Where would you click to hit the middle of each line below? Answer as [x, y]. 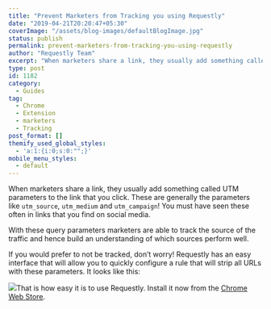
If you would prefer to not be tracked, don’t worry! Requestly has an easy [130, 254]
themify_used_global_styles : [57, 143]
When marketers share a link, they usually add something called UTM [124, 189]
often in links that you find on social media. [79, 215]
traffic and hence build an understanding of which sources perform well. [129, 239]
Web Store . [27, 297]
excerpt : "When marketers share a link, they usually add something [126, 61]
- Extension [36, 114]
